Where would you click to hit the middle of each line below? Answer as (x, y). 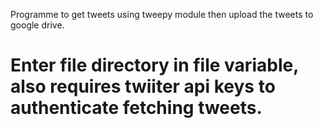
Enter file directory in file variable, (154, 65)
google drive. (37, 25)
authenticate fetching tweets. (136, 108)
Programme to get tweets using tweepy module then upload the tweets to (162, 14)
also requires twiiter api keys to (143, 86)
